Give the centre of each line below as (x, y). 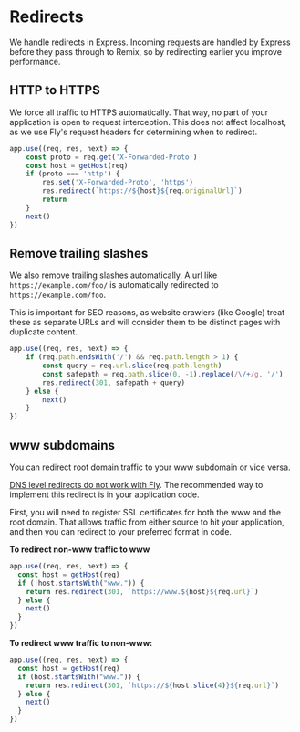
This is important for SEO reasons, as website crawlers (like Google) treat (147, 313)
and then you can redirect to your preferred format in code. (121, 531)
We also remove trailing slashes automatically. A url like (114, 275)
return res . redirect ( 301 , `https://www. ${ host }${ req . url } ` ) (142, 591)
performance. (35, 61)
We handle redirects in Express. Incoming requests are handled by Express (150, 42)
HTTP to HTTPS (55, 90)
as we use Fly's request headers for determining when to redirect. (134, 132)
